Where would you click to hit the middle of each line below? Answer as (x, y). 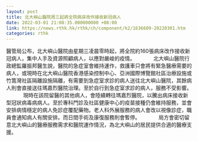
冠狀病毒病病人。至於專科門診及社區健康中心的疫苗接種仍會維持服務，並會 (101, 103)
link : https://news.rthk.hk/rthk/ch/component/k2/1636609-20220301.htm (96, 28)
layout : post (22, 12)
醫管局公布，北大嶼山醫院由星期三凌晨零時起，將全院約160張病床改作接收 (96, 51)
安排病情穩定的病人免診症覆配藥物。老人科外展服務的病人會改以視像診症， (96, 110)
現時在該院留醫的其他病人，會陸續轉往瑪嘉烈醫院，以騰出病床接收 (103, 96)
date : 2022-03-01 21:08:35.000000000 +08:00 (62, 22)
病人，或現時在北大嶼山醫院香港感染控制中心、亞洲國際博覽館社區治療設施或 (99, 73)
